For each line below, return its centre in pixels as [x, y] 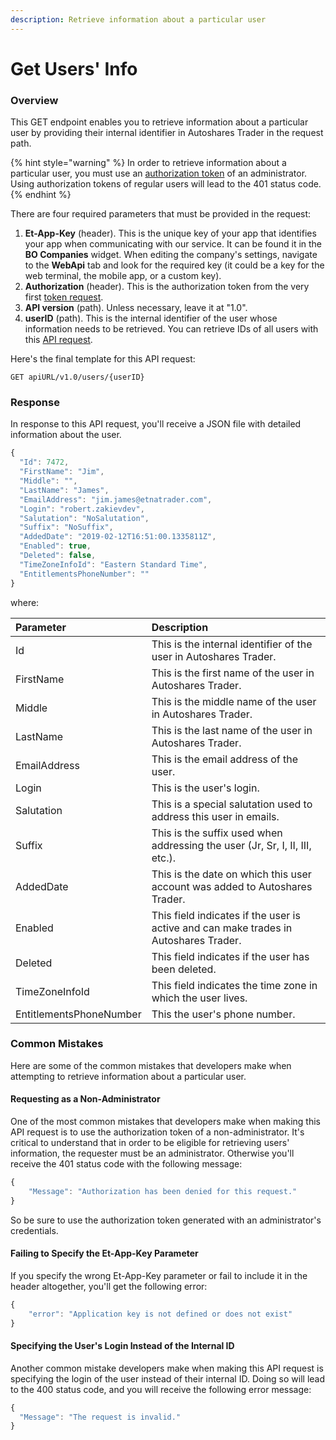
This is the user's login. [205, 788]
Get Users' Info [74, 68]
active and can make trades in [222, 928]
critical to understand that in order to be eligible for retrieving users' [150, 1143]
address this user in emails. [215, 816]
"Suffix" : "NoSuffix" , [66, 527]
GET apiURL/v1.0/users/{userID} [77, 377]
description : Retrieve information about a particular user [138, 19]
